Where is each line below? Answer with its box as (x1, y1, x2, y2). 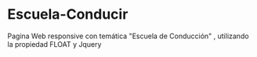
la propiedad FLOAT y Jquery (7, 39, 102, 48)
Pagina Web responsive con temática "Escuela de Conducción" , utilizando (7, 31, 249, 41)
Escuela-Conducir (7, 5, 128, 23)
